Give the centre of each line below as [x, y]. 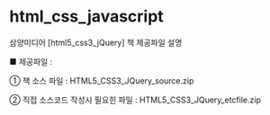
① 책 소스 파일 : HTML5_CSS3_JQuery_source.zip [102, 80]
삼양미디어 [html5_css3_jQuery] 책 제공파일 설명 [96, 42]
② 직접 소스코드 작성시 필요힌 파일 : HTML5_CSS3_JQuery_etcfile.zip [135, 100]
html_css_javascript [86, 17]
